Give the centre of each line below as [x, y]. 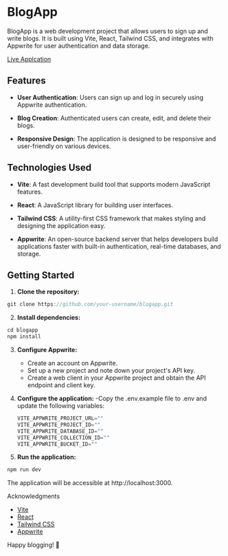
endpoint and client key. [61, 385]
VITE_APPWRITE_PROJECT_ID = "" [59, 424]
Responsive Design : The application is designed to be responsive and [116, 138]
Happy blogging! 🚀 [33, 545]
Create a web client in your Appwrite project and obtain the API [116, 378]
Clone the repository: [48, 292]
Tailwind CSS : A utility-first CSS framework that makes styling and [111, 218]
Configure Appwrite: [47, 350]
